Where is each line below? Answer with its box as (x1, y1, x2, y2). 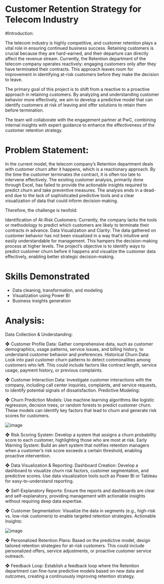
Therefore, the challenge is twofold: (5, 207, 78, 213)
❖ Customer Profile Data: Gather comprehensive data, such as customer (5, 341, 154, 347)
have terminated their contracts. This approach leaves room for (5, 66, 134, 72)
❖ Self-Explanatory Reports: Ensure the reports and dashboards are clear (5, 488, 155, 494)
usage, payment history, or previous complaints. (5, 367, 103, 373)
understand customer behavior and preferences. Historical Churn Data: (5, 351, 150, 357)
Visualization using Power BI (12, 292, 70, 298)
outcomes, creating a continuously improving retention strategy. (5, 573, 135, 579)
